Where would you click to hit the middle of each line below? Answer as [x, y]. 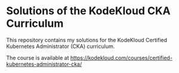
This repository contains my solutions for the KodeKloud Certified [87, 40]
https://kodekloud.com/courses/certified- [121, 58]
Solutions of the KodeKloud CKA [89, 11]
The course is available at [38, 58]
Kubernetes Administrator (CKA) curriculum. [61, 46]
